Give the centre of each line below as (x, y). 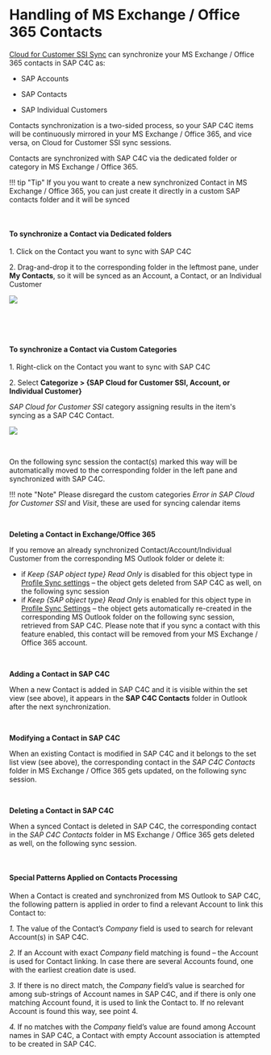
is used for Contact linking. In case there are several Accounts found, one (131, 961)
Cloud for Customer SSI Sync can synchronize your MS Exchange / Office (132, 54)
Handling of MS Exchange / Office (125, 15)
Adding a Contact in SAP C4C (60, 674)
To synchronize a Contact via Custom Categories (93, 349)
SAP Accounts (45, 78)
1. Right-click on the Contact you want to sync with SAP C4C (110, 367)
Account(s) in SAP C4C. (49, 936)
